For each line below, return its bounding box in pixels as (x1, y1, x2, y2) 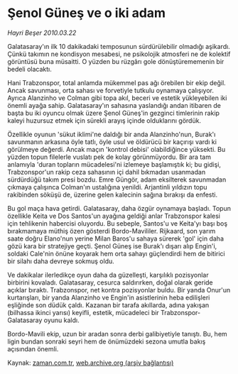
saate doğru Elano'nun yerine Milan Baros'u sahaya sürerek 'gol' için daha (7, 234, 224, 243)
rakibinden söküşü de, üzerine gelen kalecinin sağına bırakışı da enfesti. (7, 190, 218, 199)
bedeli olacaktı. (7, 65, 52, 73)
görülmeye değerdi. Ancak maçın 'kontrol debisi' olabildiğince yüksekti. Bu (7, 145, 226, 153)
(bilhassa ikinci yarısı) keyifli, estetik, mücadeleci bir (7, 308, 160, 317)
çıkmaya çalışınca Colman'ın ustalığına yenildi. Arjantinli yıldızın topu (7, 182, 207, 191)
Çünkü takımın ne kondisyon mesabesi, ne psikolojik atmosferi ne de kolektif (7, 50, 231, 58)
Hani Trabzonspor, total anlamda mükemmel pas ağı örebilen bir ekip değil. (7, 78, 226, 87)
